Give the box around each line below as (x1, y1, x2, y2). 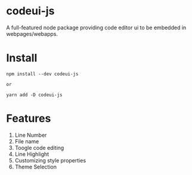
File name (14, 137, 39, 145)
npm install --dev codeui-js (6, 70, 79, 77)
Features (6, 112, 51, 125)
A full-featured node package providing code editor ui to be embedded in (6, 24, 187, 31)
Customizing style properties (14, 156, 86, 164)
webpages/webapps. (6, 30, 58, 37)
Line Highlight (14, 151, 49, 158)
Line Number (14, 131, 47, 139)
